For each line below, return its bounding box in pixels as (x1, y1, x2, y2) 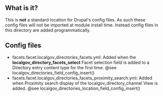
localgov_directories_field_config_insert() (12, 70, 95, 76)
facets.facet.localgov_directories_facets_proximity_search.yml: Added (12, 75, 152, 81)
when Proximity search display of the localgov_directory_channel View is (12, 80, 158, 86)
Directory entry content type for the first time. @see (12, 64, 117, 70)
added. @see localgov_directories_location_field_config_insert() (12, 85, 141, 91)
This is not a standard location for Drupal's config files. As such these (5, 17, 145, 22)
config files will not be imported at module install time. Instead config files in (5, 22, 159, 28)
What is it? (5, 4, 38, 12)
